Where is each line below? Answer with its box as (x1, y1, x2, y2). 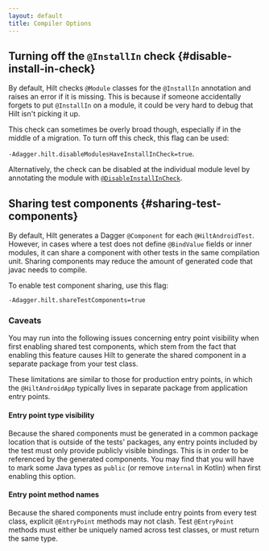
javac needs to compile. (8, 265, 88, 275)
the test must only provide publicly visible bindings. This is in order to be (8, 445, 249, 455)
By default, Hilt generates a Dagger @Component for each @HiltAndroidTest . (8, 231, 255, 241)
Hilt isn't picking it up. (8, 109, 81, 119)
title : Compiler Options (8, 19, 92, 27)
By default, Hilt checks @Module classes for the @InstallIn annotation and (8, 83, 251, 93)
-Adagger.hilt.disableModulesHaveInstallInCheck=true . (8, 149, 195, 158)
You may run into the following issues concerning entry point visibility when (8, 333, 259, 343)
